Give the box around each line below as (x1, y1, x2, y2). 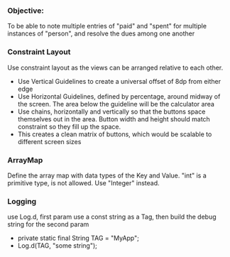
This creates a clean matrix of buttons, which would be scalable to (17, 130, 212, 138)
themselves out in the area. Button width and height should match (17, 114, 211, 123)
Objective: (7, 6, 44, 16)
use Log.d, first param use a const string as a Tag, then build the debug (7, 212, 217, 222)
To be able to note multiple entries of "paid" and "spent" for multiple (7, 22, 207, 31)
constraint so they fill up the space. (17, 122, 121, 131)
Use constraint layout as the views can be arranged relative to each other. (7, 63, 224, 72)
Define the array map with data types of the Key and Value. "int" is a (7, 171, 207, 180)
